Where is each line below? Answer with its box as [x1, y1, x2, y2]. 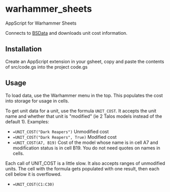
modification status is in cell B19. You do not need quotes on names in [12, 144, 160, 151]
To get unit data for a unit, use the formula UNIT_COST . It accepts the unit [5, 108, 157, 114]
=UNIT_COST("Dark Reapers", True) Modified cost [12, 134, 117, 140]
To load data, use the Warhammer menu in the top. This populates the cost [5, 92, 163, 98]
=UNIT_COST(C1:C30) [12, 182, 55, 187]
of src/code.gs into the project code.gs [5, 63, 88, 70]
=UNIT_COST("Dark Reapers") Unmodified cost [12, 129, 109, 135]
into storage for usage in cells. [5, 98, 70, 104]
